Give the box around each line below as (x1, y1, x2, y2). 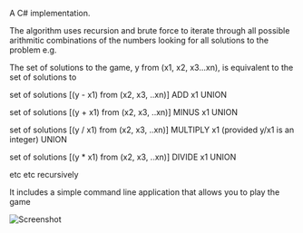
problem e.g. (9, 44, 57, 55)
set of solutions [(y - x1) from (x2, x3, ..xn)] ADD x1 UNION (9, 90, 227, 100)
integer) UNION (9, 134, 68, 144)
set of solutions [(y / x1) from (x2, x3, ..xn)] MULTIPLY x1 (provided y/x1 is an (9, 124, 295, 135)
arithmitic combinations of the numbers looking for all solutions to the (9, 35, 269, 45)
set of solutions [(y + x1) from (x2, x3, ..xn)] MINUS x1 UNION (9, 107, 239, 117)
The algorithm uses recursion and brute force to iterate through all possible (9, 25, 290, 35)
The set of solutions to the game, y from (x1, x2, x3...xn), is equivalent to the (9, 63, 294, 73)
